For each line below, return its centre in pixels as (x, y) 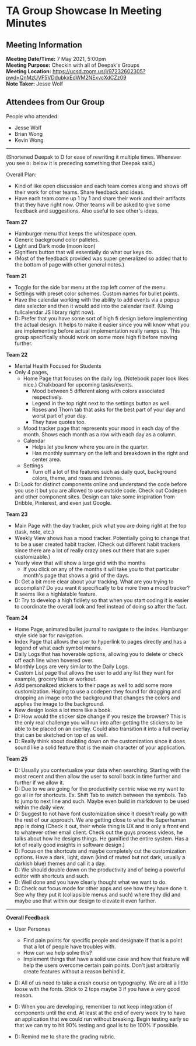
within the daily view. (40, 807)
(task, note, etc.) (34, 532)
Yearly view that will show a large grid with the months (80, 563)
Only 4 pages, (31, 372)
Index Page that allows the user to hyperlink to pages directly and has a (100, 641)
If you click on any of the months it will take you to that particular (101, 569)
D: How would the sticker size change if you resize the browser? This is (100, 716)
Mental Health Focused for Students (58, 366)
